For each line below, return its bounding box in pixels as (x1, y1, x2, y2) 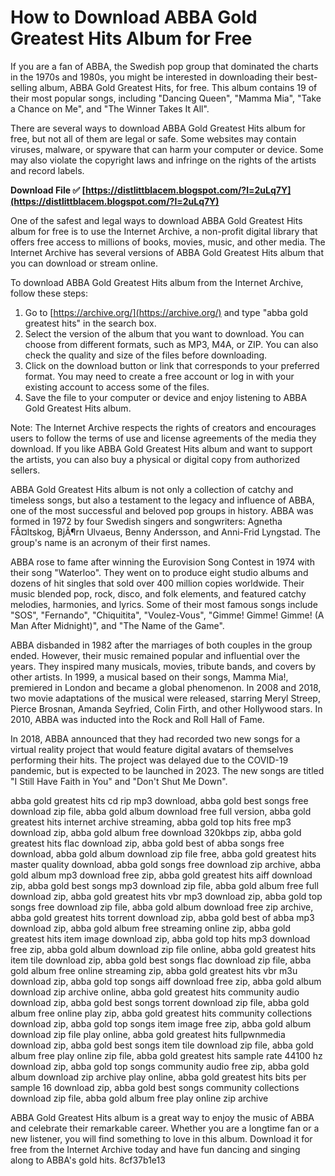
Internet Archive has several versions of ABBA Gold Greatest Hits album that (10, 246, 325, 258)
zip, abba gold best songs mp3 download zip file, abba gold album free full (10, 879, 319, 891)
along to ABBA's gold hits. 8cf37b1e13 (10, 1154, 166, 1166)
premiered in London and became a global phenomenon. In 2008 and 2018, (10, 681, 322, 693)
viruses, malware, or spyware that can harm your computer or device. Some (10, 143, 324, 155)
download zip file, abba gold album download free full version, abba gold (10, 805, 312, 817)
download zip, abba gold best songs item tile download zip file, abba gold (10, 1039, 314, 1051)
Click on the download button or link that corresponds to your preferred (24, 359, 320, 371)
